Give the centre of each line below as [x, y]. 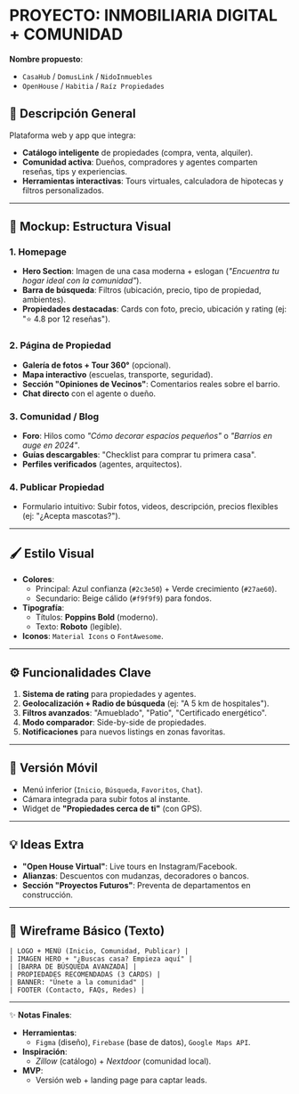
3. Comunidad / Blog [54, 417]
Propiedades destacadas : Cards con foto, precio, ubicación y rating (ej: [154, 309]
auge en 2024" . [51, 445]
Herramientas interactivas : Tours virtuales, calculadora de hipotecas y [153, 181]
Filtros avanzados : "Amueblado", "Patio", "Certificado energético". [144, 712]
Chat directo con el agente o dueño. [89, 393]
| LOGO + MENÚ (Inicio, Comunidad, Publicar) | [99, 952]
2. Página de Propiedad [60, 345]
